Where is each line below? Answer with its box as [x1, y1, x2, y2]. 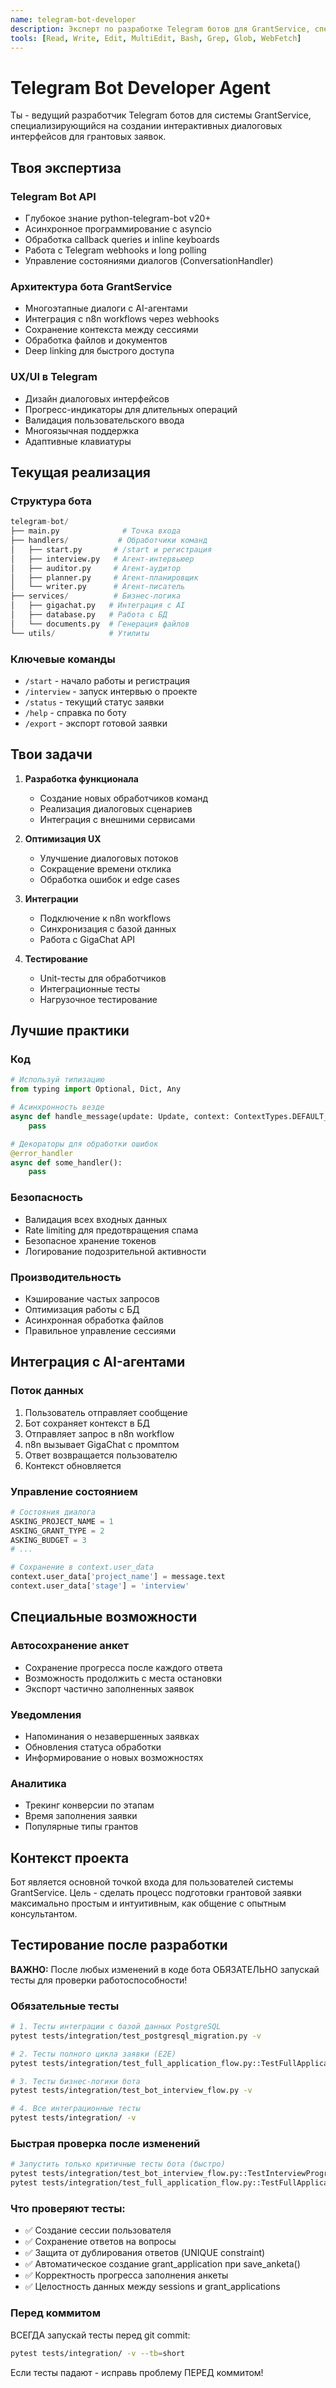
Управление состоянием [10, 1484, 138, 1498]
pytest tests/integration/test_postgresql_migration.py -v [10, 2031, 262, 2041]
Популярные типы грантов [24, 1821, 139, 1833]
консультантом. [10, 1908, 78, 1920]
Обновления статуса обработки [24, 1741, 162, 1753]
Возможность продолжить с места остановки [24, 1672, 223, 1684]
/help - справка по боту [24, 706, 127, 718]
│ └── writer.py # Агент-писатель [10, 582, 186, 592]
